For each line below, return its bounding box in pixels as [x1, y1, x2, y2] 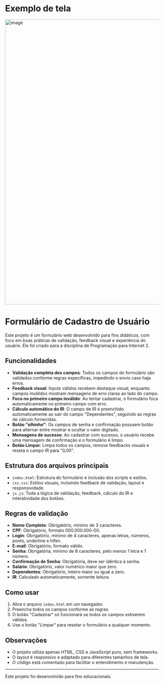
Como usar [5, 588, 40, 597]
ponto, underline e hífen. [12, 538, 62, 544]
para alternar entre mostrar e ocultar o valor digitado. [12, 426, 120, 432]
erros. [12, 380, 24, 386]
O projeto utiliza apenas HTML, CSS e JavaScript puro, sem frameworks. [12, 649, 159, 655]
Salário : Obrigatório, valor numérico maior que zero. [12, 564, 118, 570]
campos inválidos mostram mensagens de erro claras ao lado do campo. [12, 390, 159, 396]
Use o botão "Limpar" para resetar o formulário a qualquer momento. [12, 622, 151, 628]
